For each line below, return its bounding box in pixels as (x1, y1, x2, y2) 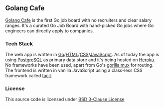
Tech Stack (5, 40, 33, 47)
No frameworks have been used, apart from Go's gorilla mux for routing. (5, 62, 154, 68)
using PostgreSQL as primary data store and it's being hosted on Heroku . (5, 57, 156, 63)
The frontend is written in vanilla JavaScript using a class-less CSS (5, 67, 143, 74)
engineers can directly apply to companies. (5, 27, 94, 34)
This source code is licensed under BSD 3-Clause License (5, 97, 125, 103)
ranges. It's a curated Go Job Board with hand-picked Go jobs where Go (5, 22, 154, 28)
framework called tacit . (5, 73, 53, 79)
